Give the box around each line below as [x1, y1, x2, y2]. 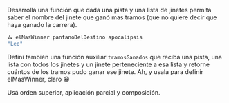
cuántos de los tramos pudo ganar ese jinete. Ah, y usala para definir [7, 67, 204, 75]
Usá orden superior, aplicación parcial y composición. [7, 88, 161, 96]
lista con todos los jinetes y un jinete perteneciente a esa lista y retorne [7, 60, 210, 68]
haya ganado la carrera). [7, 21, 77, 28]
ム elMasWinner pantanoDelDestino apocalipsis [7, 34, 143, 41]
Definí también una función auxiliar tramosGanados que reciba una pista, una [7, 53, 223, 61]
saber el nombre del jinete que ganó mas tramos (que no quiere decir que [7, 13, 217, 21]
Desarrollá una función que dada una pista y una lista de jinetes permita [7, 6, 212, 14]
